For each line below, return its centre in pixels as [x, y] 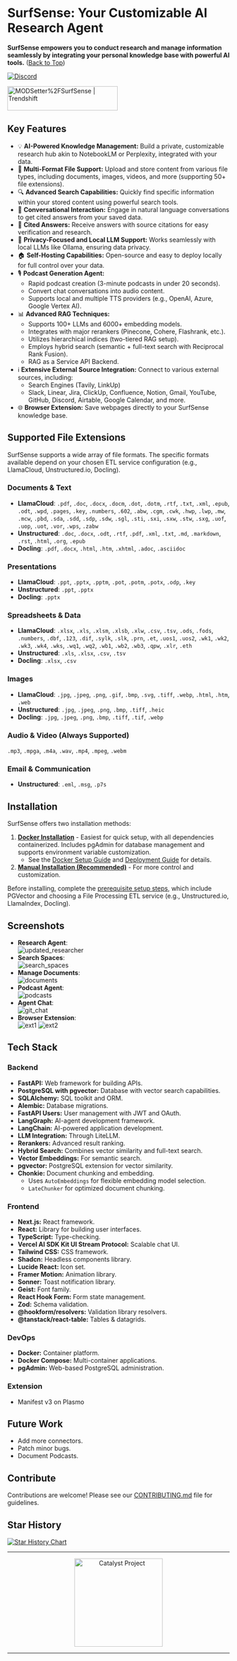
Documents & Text [39, 487]
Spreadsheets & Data [44, 615]
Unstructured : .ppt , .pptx [55, 590]
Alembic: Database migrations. [63, 1105]
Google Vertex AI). [55, 306]
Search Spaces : [41, 957]
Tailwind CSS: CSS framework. [63, 1251]
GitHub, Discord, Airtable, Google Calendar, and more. [107, 400]
